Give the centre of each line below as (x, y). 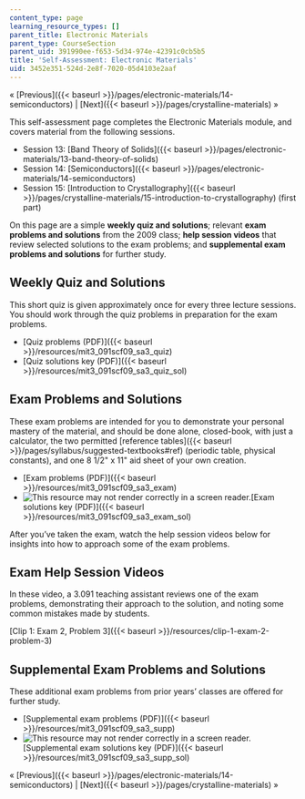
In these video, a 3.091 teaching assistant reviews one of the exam (134, 594)
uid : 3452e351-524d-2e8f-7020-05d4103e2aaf (93, 69)
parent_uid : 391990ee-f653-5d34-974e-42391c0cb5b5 (107, 52)
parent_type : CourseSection (63, 43)
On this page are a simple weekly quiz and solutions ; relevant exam (138, 225)
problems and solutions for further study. (88, 254)
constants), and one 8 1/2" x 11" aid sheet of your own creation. (128, 460)
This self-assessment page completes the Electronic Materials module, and (151, 122)
